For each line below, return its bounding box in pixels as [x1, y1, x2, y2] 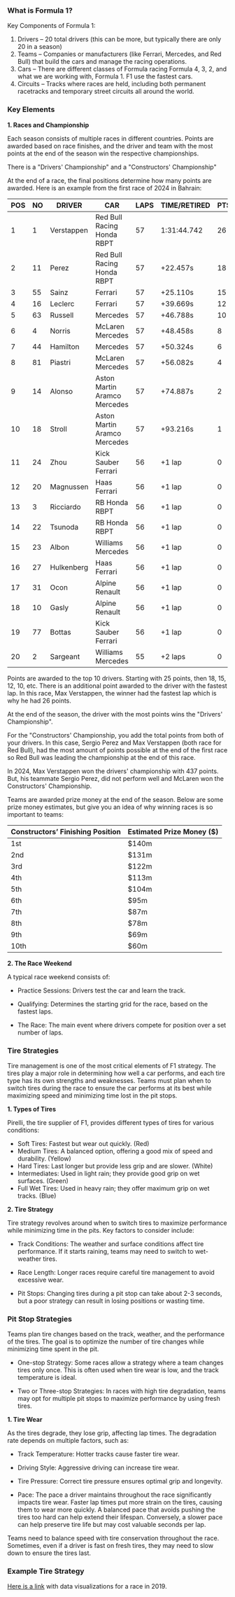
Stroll [50, 424, 68, 434]
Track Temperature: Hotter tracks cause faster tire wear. [17, 1450, 180, 1458]
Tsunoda [50, 522, 79, 532]
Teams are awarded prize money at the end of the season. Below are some [7, 795, 224, 803]
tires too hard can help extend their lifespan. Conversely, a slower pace [17, 1513, 223, 1521]
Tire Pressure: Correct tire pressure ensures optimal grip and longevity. [17, 1477, 223, 1486]
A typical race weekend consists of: [7, 972, 111, 981]
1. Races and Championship [7, 120, 90, 129]
